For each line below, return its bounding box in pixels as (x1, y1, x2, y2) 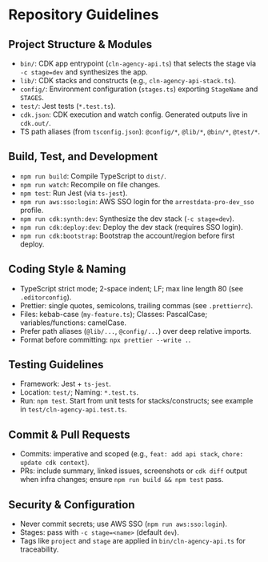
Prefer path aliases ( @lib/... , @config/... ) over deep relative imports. (19, 326, 252, 335)
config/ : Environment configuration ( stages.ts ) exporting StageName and (19, 84, 258, 94)
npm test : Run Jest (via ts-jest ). (19, 188, 128, 198)
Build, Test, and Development (8, 150, 158, 163)
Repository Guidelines (8, 6, 159, 24)
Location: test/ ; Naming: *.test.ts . (19, 387, 139, 397)
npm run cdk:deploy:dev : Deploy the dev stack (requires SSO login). (19, 222, 244, 231)
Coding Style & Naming (8, 263, 126, 276)
